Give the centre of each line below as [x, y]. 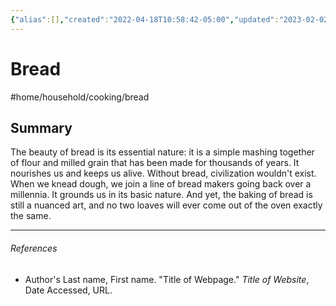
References [34, 248]
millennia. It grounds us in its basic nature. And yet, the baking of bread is [161, 195]
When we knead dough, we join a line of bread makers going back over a [161, 184]
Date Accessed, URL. [68, 290]
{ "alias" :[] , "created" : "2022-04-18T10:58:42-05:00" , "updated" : [145, 19]
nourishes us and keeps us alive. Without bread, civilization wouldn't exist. [163, 173]
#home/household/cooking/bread [80, 97]
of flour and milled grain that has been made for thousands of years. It [155, 163]
